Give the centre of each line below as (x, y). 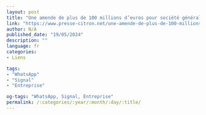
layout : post (23, 12)
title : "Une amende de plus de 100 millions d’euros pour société (93, 18)
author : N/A (21, 29)
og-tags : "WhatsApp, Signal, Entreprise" (60, 97)
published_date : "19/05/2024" (45, 35)
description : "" (27, 40)
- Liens (16, 57)
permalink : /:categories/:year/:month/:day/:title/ (74, 102)
